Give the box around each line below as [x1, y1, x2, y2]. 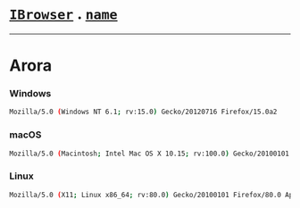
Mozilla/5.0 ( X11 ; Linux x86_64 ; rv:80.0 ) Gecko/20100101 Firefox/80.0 [9, 190, 281, 199]
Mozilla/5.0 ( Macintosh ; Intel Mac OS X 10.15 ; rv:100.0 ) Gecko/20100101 [9, 149, 290, 158]
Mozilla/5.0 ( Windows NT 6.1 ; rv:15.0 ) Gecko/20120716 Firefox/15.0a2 [9, 107, 278, 117]
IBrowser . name [9, 4, 118, 24]
